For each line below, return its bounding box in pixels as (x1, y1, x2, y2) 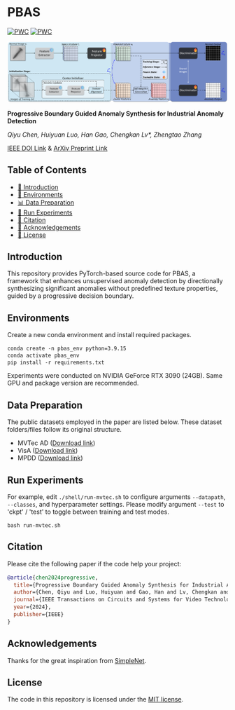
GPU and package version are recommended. (7, 379, 139, 388)
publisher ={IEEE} (13, 611, 64, 618)
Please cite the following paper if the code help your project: (7, 559, 182, 568)
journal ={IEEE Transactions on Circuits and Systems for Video (13, 596, 201, 603)
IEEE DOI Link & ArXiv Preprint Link (7, 144, 108, 152)
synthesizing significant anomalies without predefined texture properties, (7, 285, 218, 293)
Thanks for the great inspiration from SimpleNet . (7, 656, 147, 664)
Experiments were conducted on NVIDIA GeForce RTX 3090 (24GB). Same (7, 371, 222, 380)
